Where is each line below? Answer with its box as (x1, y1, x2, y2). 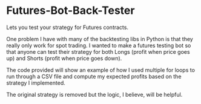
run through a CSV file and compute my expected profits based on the (6, 73, 182, 80)
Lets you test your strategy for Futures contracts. (6, 24, 129, 31)
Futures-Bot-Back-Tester (6, 4, 135, 18)
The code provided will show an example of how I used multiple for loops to (6, 66, 196, 73)
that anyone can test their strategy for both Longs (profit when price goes (6, 48, 190, 55)
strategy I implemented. (6, 79, 65, 86)
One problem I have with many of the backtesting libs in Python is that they (6, 35, 194, 42)
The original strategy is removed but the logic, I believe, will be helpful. (6, 91, 183, 98)
